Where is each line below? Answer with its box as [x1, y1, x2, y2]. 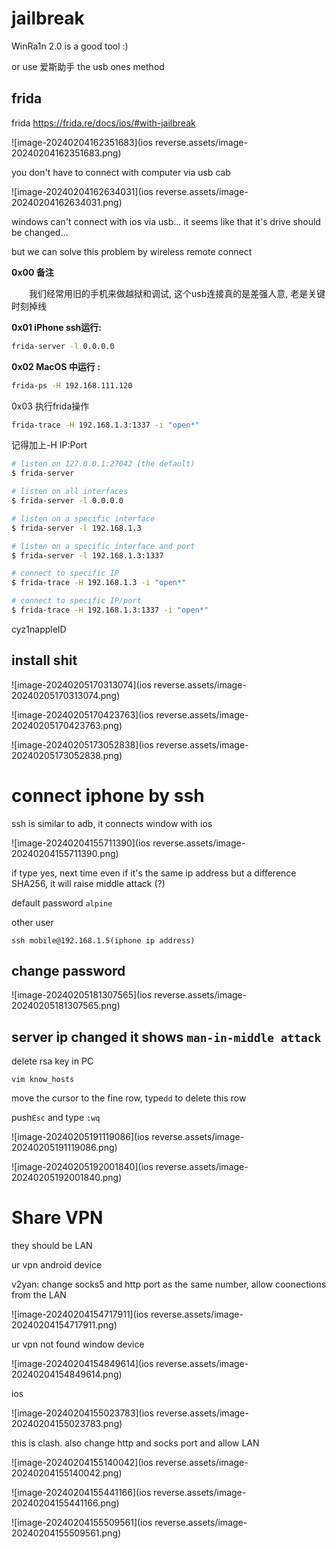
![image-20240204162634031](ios [11, 185, 154, 197]
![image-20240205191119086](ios [11, 1131, 150, 1143]
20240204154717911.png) [11, 1319, 118, 1331]
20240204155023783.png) [11, 1418, 123, 1430]
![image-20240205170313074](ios [11, 678, 152, 691]
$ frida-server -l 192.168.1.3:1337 [11, 550, 164, 561]
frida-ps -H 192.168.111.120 [11, 380, 133, 391]
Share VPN [11, 1207, 104, 1229]
